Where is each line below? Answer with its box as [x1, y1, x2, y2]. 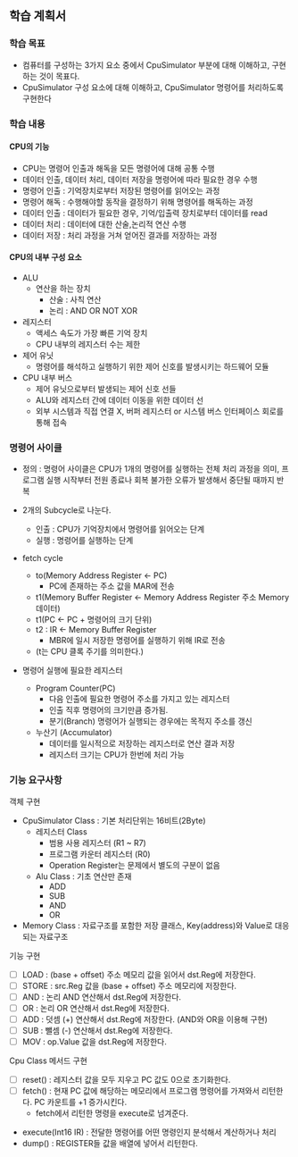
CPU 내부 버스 [21, 373, 73, 383]
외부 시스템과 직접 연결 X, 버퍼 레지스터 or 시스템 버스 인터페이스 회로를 [35, 406, 284, 417]
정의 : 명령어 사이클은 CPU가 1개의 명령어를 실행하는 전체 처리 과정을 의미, [21, 464, 279, 474]
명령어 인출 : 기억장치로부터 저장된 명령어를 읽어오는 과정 [21, 185, 220, 196]
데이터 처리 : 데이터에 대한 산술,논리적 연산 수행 [21, 218, 187, 230]
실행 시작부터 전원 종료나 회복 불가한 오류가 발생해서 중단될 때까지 [46, 474, 275, 485]
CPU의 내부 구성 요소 [9, 252, 82, 263]
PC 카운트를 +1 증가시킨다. [34, 1097, 128, 1108]
